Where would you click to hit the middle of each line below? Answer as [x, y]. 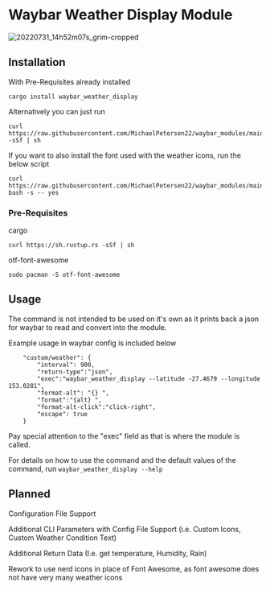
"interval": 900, [66, 365]
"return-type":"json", [75, 372]
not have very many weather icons [65, 577]
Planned [29, 494]
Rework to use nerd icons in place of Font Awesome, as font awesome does [134, 568]
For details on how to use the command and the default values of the [123, 460]
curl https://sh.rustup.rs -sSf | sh [72, 245]
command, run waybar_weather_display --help [86, 468]
